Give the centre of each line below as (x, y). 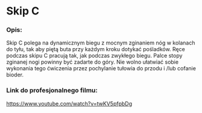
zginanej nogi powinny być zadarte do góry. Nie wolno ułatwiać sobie (93, 62)
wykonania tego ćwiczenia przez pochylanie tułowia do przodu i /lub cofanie (101, 69)
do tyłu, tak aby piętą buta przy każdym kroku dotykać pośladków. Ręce (96, 49)
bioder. (15, 75)
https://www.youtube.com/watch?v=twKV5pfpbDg (69, 103)
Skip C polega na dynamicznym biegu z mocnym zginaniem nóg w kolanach (101, 43)
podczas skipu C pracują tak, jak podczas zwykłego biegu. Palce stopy (94, 56)
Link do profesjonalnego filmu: (52, 90)
